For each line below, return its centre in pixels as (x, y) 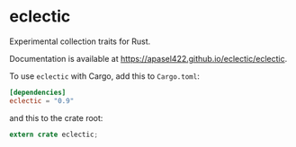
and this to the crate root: (56, 117)
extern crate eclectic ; (54, 134)
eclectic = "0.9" (42, 100)
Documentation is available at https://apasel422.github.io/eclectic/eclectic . (148, 58)
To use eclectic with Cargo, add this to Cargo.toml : (104, 76)
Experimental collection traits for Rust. (80, 41)
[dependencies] (38, 92)
